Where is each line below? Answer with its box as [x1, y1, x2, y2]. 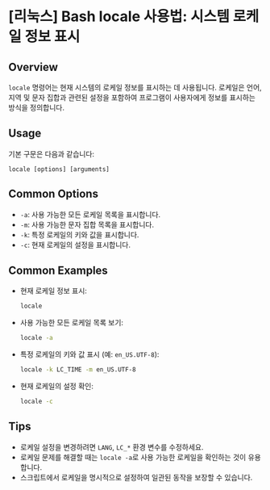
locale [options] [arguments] [8, 165, 110, 174]
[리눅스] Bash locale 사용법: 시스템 [8, 7, 230, 26]
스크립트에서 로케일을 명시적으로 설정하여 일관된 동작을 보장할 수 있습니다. [19, 472, 253, 482]
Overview [8, 60, 59, 73]
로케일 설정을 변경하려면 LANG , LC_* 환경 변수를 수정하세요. [19, 442, 204, 452]
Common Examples [8, 264, 109, 278]
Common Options [8, 187, 99, 201]
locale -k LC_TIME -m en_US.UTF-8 [19, 366, 136, 374]
